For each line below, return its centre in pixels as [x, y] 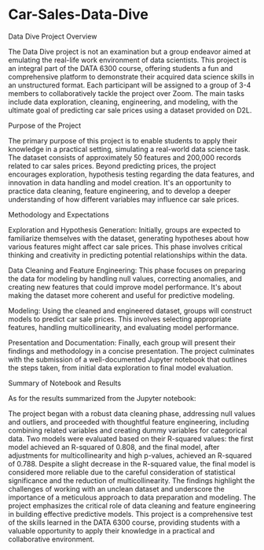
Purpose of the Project [45, 125]
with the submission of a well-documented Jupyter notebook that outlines [128, 359]
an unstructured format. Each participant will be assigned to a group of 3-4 [130, 85]
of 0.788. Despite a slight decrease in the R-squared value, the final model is [132, 463]
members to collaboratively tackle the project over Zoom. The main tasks [126, 93]
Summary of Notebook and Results [65, 383]
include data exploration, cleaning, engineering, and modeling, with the [123, 102]
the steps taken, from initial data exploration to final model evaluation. [121, 367]
